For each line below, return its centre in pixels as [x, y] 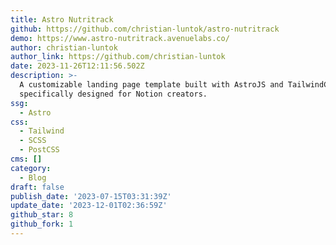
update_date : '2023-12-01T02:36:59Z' [89, 206]
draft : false [37, 187]
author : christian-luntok [64, 47]
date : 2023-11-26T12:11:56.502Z [77, 66]
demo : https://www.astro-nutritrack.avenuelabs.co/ [120, 38]
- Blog [33, 177]
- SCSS [33, 141]
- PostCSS [39, 150]
